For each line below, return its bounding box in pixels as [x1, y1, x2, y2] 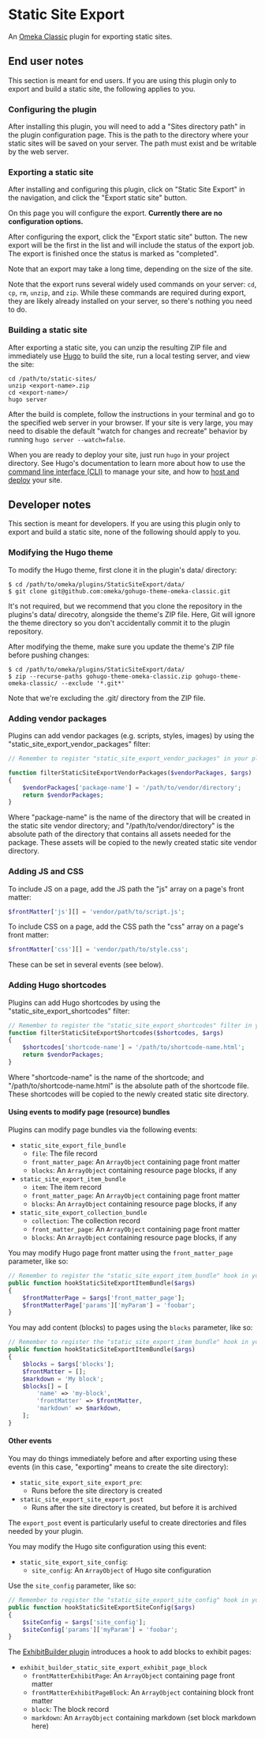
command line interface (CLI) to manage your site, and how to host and [8, 467, 240, 476]
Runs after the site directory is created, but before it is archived [31, 1503, 237, 1513]
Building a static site [8, 324, 88, 335]
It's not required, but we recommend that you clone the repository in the [8, 601, 243, 611]
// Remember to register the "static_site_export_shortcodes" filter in [8, 1021, 252, 1029]
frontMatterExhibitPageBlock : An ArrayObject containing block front [31, 1687, 254, 1698]
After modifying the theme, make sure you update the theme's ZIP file [8, 642, 235, 651]
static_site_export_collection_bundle [19, 1209, 147, 1217]
